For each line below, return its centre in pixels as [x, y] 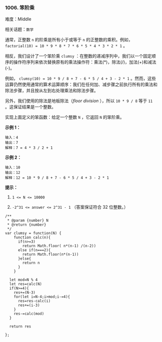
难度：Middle [18, 19]
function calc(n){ [32, 238]
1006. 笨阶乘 [20, 7]
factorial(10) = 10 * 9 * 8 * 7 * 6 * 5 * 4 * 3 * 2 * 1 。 [66, 46]
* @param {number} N [28, 221]
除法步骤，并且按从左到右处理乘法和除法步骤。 [52, 91]
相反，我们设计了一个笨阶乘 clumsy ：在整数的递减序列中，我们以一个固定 [78, 56]
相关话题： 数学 [19, 30]
